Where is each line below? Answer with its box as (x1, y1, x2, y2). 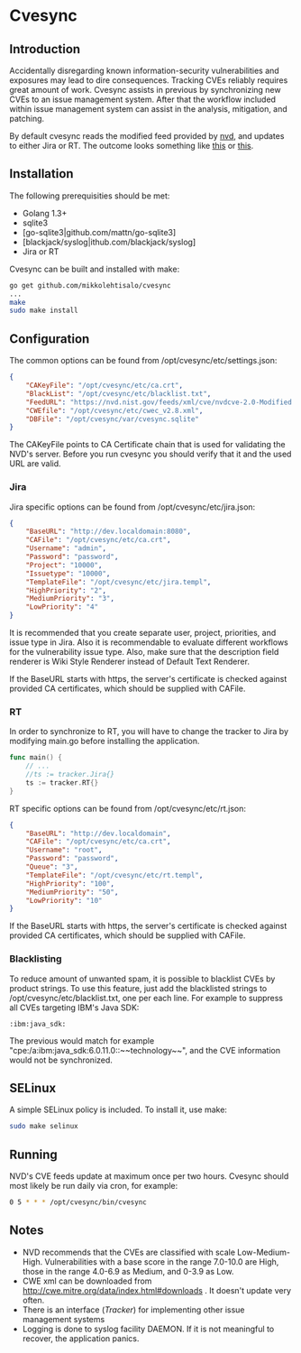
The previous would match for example (9, 1035, 155, 1046)
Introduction (9, 41, 81, 57)
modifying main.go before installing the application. (9, 736, 200, 747)
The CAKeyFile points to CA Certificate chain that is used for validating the (9, 439, 286, 450)
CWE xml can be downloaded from (22, 1275, 152, 1286)
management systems (22, 1313, 105, 1324)
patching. (9, 114, 45, 124)
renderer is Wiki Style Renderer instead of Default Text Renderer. (9, 656, 251, 667)
